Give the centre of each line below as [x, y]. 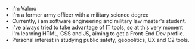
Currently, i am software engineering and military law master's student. [99, 21]
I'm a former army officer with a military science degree [80, 15]
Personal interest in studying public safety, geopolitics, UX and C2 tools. [100, 40]
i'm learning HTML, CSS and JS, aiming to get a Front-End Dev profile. [98, 34]
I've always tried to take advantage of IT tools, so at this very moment [97, 27]
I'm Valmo [24, 9]
